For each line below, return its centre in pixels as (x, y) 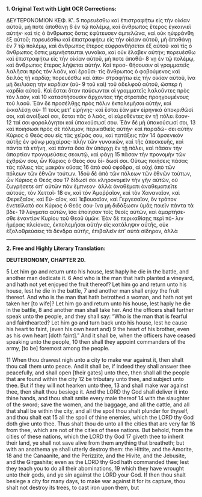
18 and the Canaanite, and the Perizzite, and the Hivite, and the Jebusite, (96, 456)
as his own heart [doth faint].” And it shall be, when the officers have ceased (101, 335)
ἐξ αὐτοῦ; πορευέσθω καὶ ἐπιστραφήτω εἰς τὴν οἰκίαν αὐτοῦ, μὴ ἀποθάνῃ (99, 39)
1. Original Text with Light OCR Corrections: (62, 9)
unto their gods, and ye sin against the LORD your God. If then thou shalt (96, 475)
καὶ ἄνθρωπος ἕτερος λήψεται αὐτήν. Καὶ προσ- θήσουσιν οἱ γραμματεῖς (98, 65)
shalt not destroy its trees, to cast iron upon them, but (73, 487)
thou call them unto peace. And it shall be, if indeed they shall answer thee (99, 366)
